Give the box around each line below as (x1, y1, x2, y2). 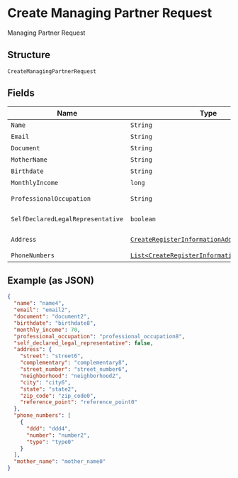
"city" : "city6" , (20, 379, 72, 386)
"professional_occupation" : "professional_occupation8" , (13, 333, 186, 340)
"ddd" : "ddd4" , (25, 425, 72, 432)
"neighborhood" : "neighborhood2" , (20, 372, 122, 379)
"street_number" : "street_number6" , (20, 366, 129, 373)
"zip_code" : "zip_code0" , (20, 392, 97, 399)
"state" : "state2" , (20, 385, 78, 393)
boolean (130, 215, 157, 223)
